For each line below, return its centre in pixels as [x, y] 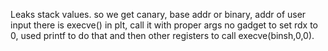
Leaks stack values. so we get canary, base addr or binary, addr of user [158, 14]
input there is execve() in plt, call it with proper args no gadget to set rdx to [164, 25]
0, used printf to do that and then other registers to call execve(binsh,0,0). [162, 35]
